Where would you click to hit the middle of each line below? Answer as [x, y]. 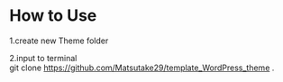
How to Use [53, 16]
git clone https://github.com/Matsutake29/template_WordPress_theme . [142, 68]
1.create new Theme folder [59, 41]
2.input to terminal [43, 58]
